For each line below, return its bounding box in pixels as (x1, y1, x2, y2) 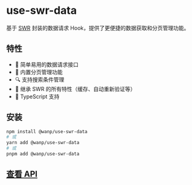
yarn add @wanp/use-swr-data (6, 140, 80, 146)
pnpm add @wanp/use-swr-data (6, 151, 80, 157)
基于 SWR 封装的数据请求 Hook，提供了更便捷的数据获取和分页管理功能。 (6, 24, 190, 31)
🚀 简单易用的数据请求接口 (14, 61, 78, 68)
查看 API (6, 169, 38, 180)
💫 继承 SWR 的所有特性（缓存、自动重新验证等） (14, 85, 136, 92)
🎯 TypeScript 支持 (14, 93, 60, 100)
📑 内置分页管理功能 (14, 68, 63, 75)
